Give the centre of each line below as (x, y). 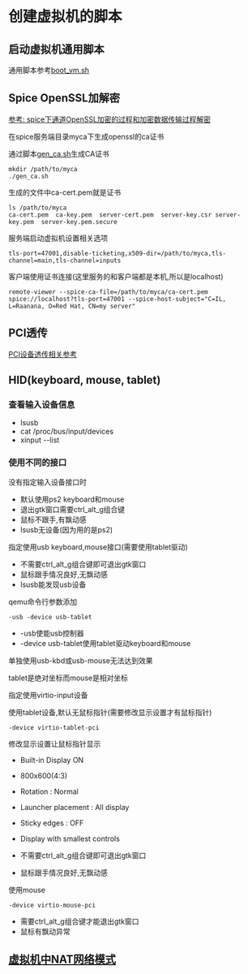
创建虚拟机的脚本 (66, 17)
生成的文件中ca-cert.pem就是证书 (65, 192)
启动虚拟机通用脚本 (56, 49)
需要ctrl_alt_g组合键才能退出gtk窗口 (79, 921)
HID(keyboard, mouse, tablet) (85, 380)
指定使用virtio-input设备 (48, 695)
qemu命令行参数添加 (43, 601)
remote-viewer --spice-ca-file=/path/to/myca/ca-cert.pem (108, 292)
